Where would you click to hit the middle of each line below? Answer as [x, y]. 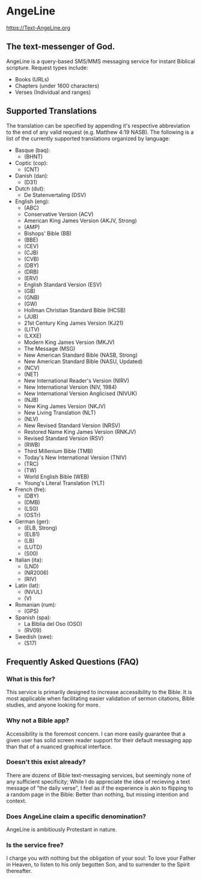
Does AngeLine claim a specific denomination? [76, 816]
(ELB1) [32, 534]
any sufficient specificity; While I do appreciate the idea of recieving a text [98, 781]
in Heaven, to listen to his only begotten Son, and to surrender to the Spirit [98, 865]
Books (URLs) [32, 79]
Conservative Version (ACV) [59, 214]
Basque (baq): [32, 150]
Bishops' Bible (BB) [48, 233]
